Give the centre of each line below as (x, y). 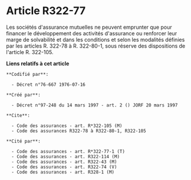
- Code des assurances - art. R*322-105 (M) (67, 126)
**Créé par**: (24, 95)
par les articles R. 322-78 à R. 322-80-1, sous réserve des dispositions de (96, 46)
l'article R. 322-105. (30, 52)
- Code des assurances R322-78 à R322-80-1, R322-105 (79, 131)
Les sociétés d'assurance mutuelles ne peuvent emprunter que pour (89, 27)
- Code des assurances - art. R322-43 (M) (64, 162)
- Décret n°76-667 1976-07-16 (48, 84)
